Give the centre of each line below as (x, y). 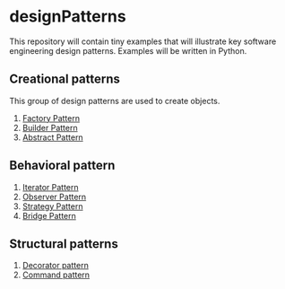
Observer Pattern (54, 197)
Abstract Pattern (52, 137)
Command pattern (56, 275)
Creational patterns (65, 79)
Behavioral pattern (62, 166)
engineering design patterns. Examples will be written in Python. (128, 50)
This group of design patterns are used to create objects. (115, 101)
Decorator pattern (56, 266)
